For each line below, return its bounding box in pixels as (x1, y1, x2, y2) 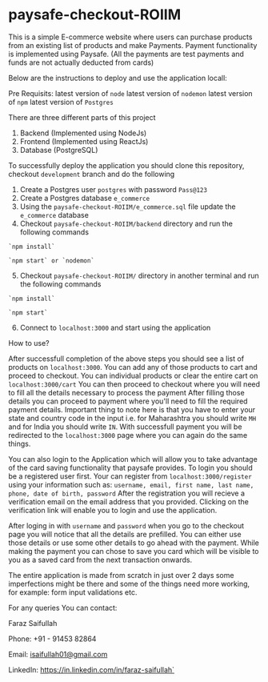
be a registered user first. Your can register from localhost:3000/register (8, 471, 252, 481)
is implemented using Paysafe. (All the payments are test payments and (8, 49, 244, 58)
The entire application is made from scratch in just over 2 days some (8, 570, 234, 580)
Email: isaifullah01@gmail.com (8, 649, 108, 659)
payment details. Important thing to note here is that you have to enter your (8, 404, 256, 414)
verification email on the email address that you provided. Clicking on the (8, 496, 250, 506)
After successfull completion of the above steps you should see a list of (8, 354, 245, 363)
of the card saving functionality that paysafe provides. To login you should (8, 463, 254, 472)
